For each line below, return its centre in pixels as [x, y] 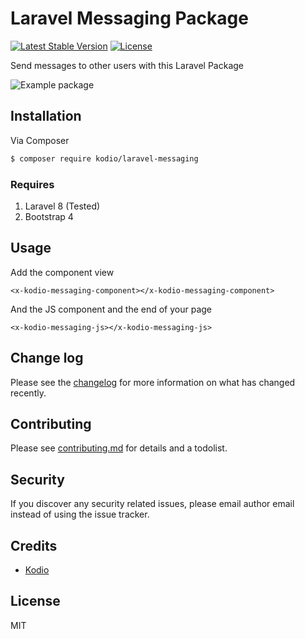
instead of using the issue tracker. [80, 514]
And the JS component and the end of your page [111, 309]
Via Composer [40, 140]
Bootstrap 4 [49, 216]
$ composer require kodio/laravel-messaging [104, 158]
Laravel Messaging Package [129, 18]
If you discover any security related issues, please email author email [152, 504]
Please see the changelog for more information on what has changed [153, 382]
